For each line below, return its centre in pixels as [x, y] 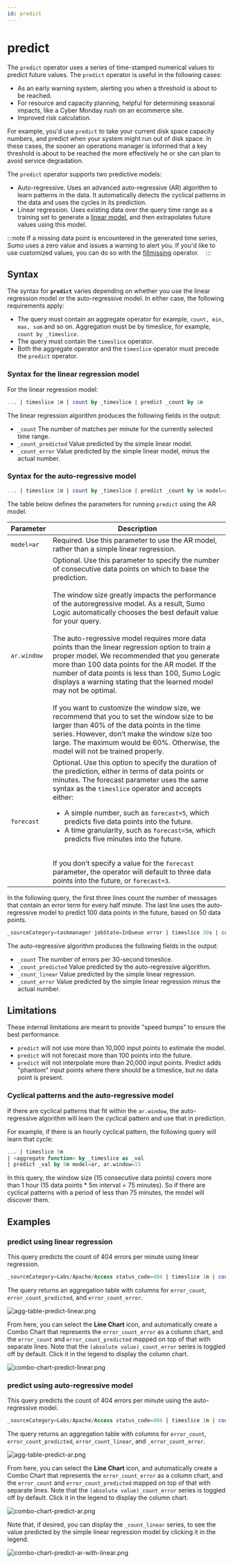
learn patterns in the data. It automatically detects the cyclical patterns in [121, 194]
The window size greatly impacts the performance [135, 594]
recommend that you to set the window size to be [133, 716]
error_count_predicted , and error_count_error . [75, 1297]
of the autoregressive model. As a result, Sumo [129, 604]
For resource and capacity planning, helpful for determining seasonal [116, 103]
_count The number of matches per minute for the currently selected [115, 429]
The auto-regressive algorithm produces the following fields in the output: [113, 946]
